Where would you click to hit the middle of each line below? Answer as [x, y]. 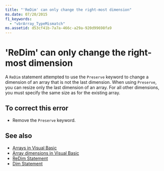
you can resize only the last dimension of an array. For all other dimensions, [82, 88]
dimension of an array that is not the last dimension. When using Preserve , [81, 82]
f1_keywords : [19, 19]
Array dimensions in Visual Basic [46, 153]
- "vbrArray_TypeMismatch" [37, 24]
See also [19, 136]
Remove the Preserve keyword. [44, 120]
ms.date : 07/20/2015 [27, 14]
